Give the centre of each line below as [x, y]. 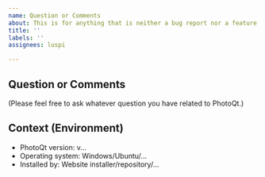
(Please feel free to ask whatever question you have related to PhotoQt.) [126, 103]
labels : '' [26, 38]
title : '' [25, 30]
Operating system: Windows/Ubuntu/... [83, 156]
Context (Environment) [66, 128]
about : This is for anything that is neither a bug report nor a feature [133, 23]
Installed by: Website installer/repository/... [89, 164]
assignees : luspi [37, 45]
